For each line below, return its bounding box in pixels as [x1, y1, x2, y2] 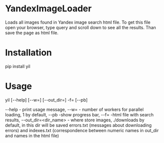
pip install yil [5, 63, 31, 69]
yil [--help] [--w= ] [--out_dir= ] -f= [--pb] [5, 97, 88, 103]
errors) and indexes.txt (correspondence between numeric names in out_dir [5, 127, 159, 133]
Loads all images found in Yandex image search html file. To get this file [5, 19, 151, 25]
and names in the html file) [5, 133, 59, 139]
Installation [5, 47, 52, 58]
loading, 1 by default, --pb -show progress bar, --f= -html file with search [5, 111, 154, 117]
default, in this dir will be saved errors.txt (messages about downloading [5, 122, 152, 128]
